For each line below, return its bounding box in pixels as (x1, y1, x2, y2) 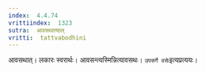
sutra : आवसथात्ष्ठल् (8, 26, 65, 34)
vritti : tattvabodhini (8, 33, 87, 42)
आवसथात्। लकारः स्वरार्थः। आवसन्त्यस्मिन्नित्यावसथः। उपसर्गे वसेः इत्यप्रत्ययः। (8, 55, 199, 65)
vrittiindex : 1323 (8, 19, 73, 27)
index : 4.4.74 (8, 11, 59, 20)
